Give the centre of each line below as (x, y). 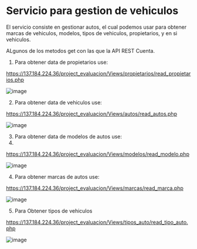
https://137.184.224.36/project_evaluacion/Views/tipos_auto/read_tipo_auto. (97, 222)
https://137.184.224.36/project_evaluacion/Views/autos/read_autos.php (92, 114)
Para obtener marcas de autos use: (57, 176)
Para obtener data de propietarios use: (61, 62)
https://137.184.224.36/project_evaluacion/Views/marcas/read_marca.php (95, 188)
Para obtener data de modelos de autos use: (68, 137)
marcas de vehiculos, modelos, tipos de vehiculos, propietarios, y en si (92, 33)
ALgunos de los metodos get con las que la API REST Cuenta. (81, 50)
